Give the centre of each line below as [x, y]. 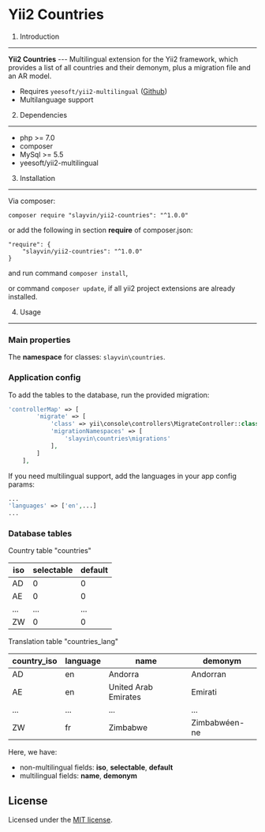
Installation [37, 178]
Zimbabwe [128, 728]
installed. [23, 296]
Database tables [40, 533]
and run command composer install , [68, 273]
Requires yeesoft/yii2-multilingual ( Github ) [93, 91]
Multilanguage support [56, 100]
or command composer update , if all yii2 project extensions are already [122, 288]
